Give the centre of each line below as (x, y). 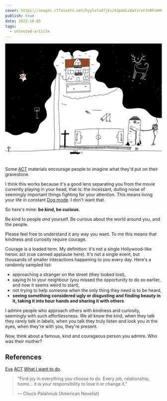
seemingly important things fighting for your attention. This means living (79, 195)
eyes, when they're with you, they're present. (51, 326)
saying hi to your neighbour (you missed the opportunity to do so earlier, (86, 280)
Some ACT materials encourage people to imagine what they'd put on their (82, 169)
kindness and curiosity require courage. (46, 239)
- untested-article (30, 32)
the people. (17, 224)
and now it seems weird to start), (46, 285)
